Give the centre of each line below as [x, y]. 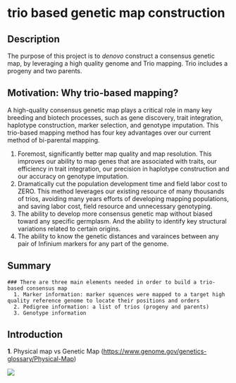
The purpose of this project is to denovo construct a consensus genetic [111, 56]
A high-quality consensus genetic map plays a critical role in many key [110, 110]
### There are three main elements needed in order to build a [102, 282]
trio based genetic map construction [116, 13]
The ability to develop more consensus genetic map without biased [115, 214]
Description [33, 39]
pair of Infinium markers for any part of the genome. [93, 243]
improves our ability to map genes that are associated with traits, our [117, 161]
